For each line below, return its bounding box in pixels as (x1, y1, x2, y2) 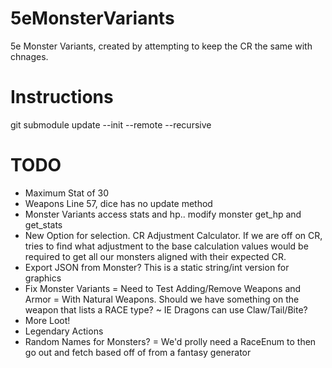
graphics (24, 272, 62, 284)
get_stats (24, 218, 63, 231)
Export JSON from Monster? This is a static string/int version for (24, 261, 290, 273)
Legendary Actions (24, 325, 104, 337)
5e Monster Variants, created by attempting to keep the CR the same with (10, 40, 313, 52)
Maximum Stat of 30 (24, 187, 110, 199)
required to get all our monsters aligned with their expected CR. (24, 250, 287, 262)
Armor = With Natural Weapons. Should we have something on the (24, 293, 300, 305)
